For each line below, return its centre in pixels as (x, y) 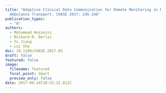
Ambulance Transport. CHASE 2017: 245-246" (55, 14)
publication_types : (25, 19)
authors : (14, 28)
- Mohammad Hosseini (31, 32)
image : (12, 64)
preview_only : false (31, 78)
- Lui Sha (20, 46)
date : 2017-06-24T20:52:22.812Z (38, 83)
